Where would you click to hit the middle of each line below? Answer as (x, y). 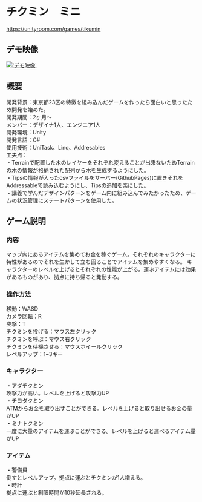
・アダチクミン (25, 385)
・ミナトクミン (25, 423)
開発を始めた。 (30, 110)
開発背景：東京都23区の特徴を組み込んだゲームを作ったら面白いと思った (97, 102)
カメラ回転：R (24, 316)
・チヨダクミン (25, 400)
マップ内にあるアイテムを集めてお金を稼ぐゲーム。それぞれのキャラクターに (101, 254)
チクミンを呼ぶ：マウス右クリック (49, 339)
